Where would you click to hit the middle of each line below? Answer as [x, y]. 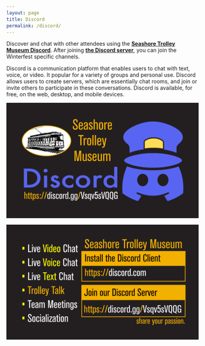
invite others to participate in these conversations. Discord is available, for [99, 88]
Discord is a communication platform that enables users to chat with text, [98, 69]
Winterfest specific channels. [43, 57]
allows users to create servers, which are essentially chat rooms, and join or [102, 82]
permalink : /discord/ [34, 26]
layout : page [23, 13]
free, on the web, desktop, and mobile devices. [66, 94]
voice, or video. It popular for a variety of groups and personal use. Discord [101, 75]
